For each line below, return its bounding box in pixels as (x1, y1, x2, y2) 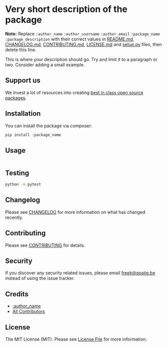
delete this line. (5, 47, 36, 53)
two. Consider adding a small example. (5, 62, 85, 68)
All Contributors (12, 308, 45, 314)
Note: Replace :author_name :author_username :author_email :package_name (5, 31, 161, 37)
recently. (5, 214, 23, 220)
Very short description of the (5, 4, 128, 15)
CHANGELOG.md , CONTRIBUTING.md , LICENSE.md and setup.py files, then (5, 41, 162, 47)
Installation (5, 109, 41, 118)
